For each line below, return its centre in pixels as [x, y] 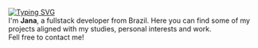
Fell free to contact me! [46, 37]
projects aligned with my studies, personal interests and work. [110, 29]
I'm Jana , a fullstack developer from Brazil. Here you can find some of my [129, 20]
